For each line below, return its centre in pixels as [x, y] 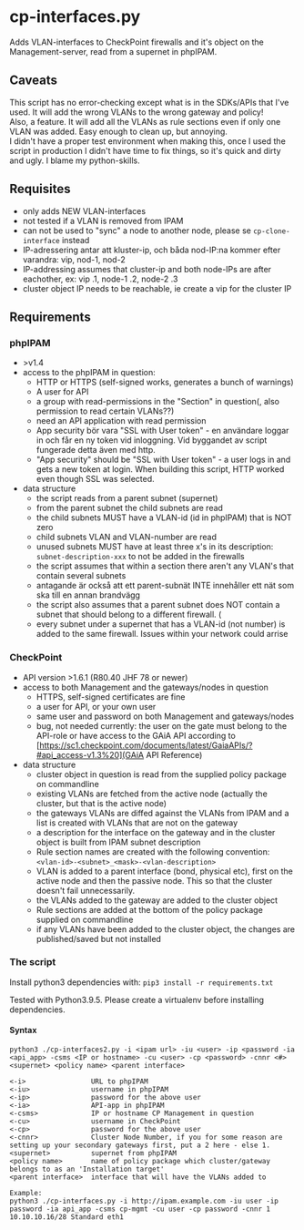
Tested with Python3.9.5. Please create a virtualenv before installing [137, 999]
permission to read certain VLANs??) [105, 411]
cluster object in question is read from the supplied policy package [161, 774]
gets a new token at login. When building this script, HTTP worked [160, 469]
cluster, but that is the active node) [101, 803]
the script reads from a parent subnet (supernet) [127, 498]
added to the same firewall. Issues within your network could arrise [162, 634]
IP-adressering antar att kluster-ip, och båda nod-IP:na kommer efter [152, 250]
